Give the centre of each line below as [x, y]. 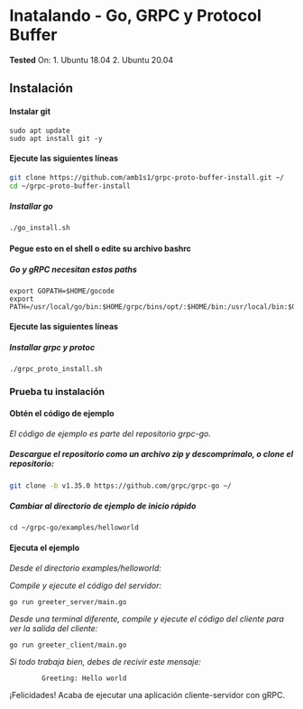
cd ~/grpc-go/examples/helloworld [74, 528]
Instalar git [30, 111]
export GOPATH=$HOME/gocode [62, 291]
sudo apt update [40, 131]
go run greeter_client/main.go [68, 645]
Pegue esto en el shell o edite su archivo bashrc [101, 248]
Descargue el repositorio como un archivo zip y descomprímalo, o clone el [151, 454]
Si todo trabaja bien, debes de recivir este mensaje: [105, 661]
